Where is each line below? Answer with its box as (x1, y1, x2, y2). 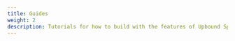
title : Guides (7, 10, 49, 17)
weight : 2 (7, 17, 36, 24)
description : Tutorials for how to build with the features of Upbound (7, 23, 220, 30)
